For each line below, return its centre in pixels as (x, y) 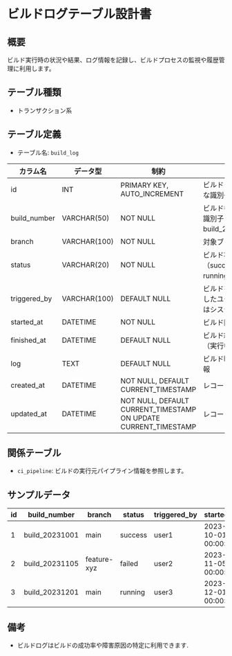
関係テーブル (34, 453)
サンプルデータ (39, 495)
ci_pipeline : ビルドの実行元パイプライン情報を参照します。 (102, 471)
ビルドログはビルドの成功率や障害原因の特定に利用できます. (103, 646)
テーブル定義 (34, 135)
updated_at (29, 414)
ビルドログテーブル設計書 (79, 14)
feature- (99, 560)
